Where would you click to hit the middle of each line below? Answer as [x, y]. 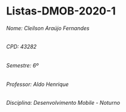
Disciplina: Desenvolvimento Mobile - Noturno [63, 103]
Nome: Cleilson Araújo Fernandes [48, 28]
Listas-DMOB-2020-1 [61, 11]
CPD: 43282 [22, 47]
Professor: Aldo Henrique [37, 84]
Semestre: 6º [22, 65]
